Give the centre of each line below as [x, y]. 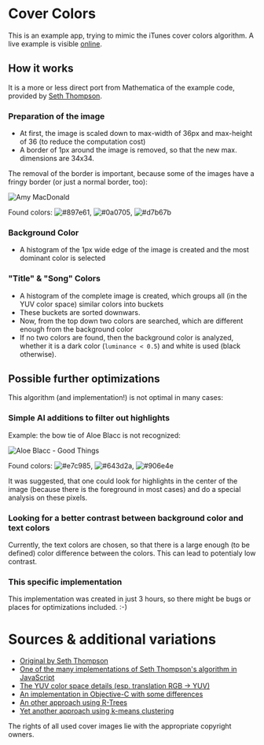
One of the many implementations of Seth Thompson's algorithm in [128, 670]
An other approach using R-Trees [73, 703]
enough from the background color [76, 329]
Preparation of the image [57, 116]
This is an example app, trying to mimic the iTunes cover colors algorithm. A [131, 35]
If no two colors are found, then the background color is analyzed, [126, 337]
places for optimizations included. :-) [68, 607]
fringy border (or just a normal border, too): [78, 182]
